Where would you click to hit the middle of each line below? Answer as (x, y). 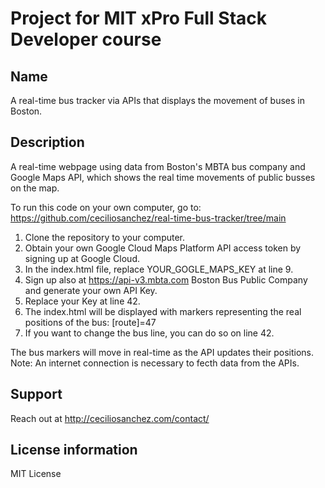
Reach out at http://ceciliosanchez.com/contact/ (110, 418)
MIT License (36, 474)
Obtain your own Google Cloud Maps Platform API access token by (163, 248)
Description (47, 142)
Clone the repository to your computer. (105, 237)
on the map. (35, 188)
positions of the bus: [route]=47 (90, 322)
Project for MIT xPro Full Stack (139, 18)
